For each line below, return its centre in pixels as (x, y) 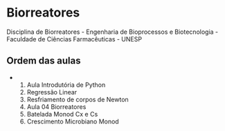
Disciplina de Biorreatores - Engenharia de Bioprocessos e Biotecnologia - (112, 32)
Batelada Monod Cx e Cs (62, 114)
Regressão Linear (52, 92)
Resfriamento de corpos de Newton (78, 99)
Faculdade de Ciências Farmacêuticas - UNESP (74, 39)
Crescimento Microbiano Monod (73, 121)
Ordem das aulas (44, 61)
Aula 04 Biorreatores (56, 107)
